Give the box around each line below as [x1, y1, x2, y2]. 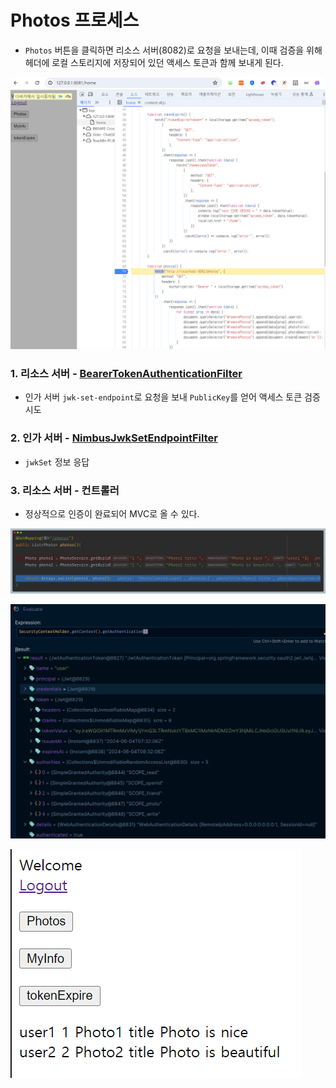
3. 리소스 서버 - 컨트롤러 [10, 483, 120, 497]
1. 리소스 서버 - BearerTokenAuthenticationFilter [10, 366, 243, 380]
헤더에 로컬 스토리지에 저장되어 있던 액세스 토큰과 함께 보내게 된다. [24, 56, 284, 68]
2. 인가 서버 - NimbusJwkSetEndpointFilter [10, 431, 218, 445]
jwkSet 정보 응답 [24, 456, 90, 468]
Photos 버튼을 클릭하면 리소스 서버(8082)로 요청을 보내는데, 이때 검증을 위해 [24, 44, 323, 56]
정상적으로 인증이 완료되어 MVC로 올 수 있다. [24, 507, 200, 520]
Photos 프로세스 [10, 9, 140, 32]
